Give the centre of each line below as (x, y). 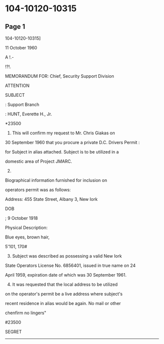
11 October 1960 (21, 48)
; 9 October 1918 (21, 218)
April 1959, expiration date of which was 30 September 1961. (66, 275)
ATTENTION (17, 86)
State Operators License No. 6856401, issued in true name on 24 (70, 265)
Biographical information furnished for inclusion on (56, 180)
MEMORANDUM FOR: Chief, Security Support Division (60, 76)
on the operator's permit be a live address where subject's (64, 294)
